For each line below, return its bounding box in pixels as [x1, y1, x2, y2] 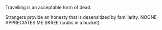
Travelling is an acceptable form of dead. [5, 5, 92, 10]
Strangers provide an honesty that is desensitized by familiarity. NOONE [5, 14, 157, 20]
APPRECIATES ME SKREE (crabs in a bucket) [5, 20, 100, 25]
